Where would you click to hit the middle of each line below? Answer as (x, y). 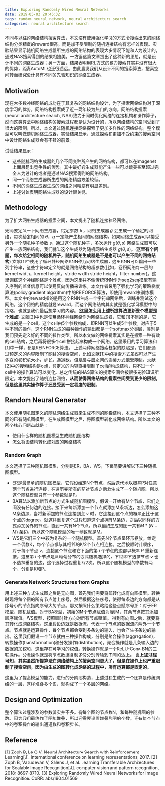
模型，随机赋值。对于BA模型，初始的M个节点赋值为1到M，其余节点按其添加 (82, 612)
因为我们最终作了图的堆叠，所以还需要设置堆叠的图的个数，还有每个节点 (87, 718)
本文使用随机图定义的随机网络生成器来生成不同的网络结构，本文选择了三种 (80, 413)
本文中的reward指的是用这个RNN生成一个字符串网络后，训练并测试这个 (85, 298)
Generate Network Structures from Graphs (57, 582)
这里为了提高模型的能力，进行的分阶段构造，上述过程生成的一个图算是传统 (80, 678)
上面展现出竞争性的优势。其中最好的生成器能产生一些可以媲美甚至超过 (83, 167)
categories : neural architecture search (47, 23)
